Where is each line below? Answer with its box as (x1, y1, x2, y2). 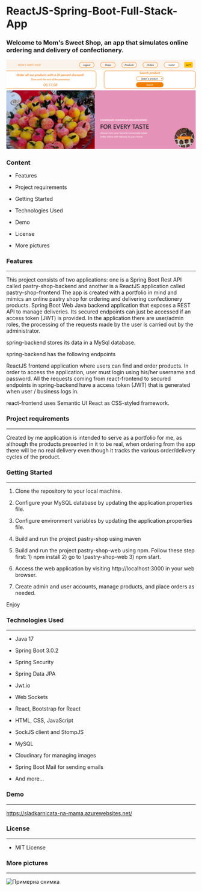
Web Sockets (14, 694, 48, 701)
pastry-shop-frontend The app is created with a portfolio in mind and (6, 289, 177, 296)
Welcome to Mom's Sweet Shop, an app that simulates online (6, 39, 188, 47)
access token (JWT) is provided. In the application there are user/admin (6, 315, 184, 322)
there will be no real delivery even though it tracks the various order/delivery (6, 446, 195, 454)
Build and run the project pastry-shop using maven (14, 535, 141, 542)
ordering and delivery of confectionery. (6, 46, 124, 55)
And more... (14, 775, 44, 783)
